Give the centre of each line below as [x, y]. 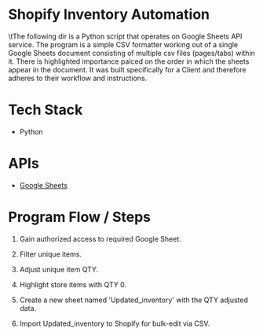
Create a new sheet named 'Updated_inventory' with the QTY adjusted [134, 300]
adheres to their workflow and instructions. [78, 78]
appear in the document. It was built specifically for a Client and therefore [128, 69]
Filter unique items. [51, 254]
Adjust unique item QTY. [59, 269]
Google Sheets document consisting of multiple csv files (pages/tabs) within [131, 53]
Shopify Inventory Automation [109, 15]
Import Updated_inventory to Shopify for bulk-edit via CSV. [115, 323]
